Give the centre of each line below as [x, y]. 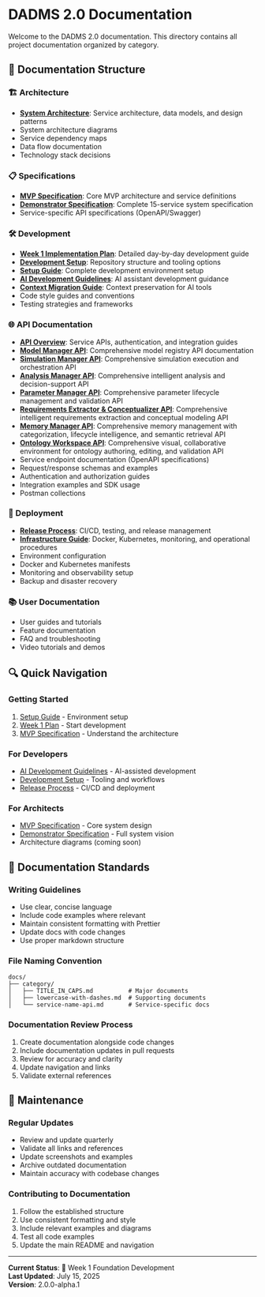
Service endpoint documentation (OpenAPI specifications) [114, 459]
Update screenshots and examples [76, 1157]
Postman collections [52, 493]
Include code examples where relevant [82, 915]
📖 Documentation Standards [79, 867]
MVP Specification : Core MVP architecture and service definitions [128, 196]
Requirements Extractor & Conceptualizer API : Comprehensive [123, 409]
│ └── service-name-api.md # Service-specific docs [109, 1005]
